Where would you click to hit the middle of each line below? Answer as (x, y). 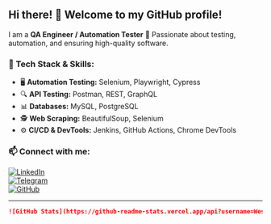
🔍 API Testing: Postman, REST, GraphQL (89, 95)
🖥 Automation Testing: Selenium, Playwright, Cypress (110, 82)
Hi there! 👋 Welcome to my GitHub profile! (115, 15)
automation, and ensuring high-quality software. (88, 43)
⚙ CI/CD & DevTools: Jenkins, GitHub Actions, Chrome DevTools (128, 130)
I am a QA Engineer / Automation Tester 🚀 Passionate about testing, (122, 34)
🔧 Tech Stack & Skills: (51, 64)
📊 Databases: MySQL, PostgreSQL (79, 107)
